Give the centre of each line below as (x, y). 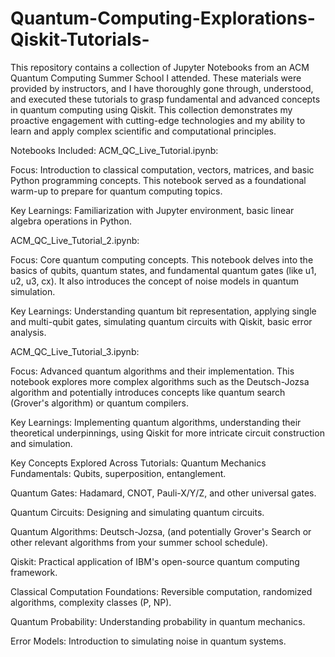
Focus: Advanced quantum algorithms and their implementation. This (152, 371)
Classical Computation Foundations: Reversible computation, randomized (161, 591)
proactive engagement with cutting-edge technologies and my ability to (158, 120)
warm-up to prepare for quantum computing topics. (116, 191)
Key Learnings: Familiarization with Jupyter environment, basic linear (152, 210)
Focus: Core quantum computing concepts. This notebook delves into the (162, 259)
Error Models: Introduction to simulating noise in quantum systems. (148, 641)
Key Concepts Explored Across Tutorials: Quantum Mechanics (138, 463)
